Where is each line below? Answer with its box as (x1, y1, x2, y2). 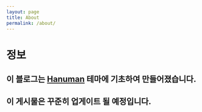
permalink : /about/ (6, 20, 56, 26)
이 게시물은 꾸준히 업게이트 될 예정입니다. (6, 96, 151, 107)
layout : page (6, 8, 40, 15)
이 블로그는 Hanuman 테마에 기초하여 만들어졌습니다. (6, 74, 197, 84)
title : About (6, 15, 40, 21)
